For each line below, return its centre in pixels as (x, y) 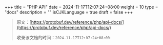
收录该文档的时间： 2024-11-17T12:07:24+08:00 (63, 37)
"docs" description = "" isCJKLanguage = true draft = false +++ (69, 12)
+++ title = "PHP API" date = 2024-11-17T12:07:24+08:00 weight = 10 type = (81, 7)
